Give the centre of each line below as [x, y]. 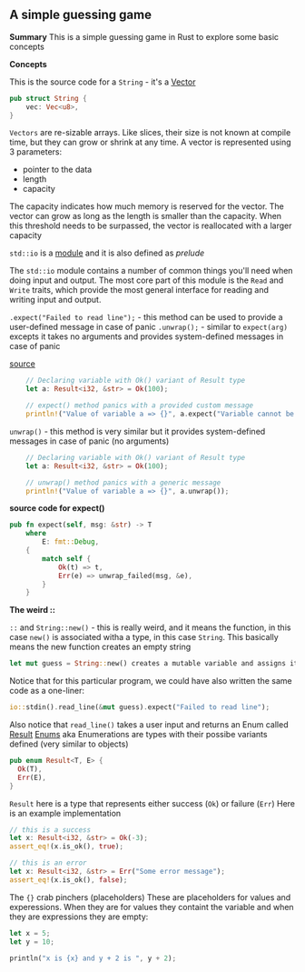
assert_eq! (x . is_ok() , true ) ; [67, 847]
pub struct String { [49, 98]
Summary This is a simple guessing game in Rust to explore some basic [144, 36]
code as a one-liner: [47, 691]
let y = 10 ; [32, 942]
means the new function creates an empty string [100, 647]
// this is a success [50, 830]
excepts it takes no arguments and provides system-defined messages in [147, 336]
